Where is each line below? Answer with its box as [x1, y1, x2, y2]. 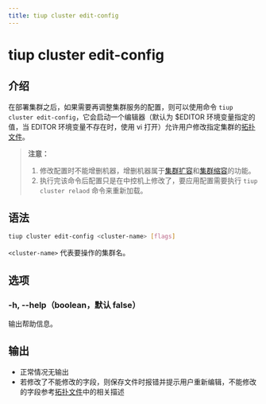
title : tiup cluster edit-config [8, 11, 119, 20]
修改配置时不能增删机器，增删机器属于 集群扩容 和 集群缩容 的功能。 [39, 165, 256, 175]
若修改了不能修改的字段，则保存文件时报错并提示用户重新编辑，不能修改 [19, 377, 256, 387]
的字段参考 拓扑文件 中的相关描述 [19, 387, 125, 396]
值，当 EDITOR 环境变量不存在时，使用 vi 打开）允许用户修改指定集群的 [8, 122, 242, 131]
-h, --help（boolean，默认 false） [8, 299, 141, 310]
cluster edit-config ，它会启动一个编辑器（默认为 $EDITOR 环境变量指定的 [8, 112, 256, 122]
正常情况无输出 [19, 367, 69, 376]
